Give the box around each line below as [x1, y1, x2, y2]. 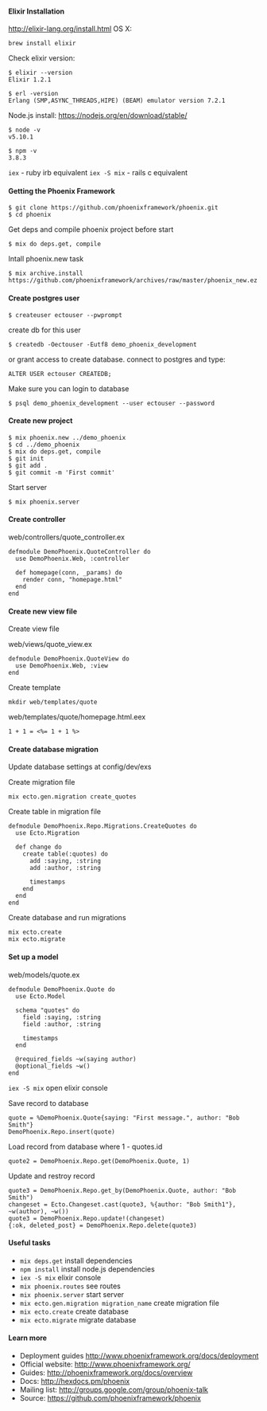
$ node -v [8, 126, 41, 135]
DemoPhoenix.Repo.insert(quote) [8, 1127, 115, 1135]
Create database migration [8, 744, 99, 754]
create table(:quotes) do [22, 850, 109, 858]
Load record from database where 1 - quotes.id [8, 1142, 163, 1151]
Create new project [8, 416, 73, 425]
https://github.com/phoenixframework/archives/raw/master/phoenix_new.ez [8, 276, 258, 284]
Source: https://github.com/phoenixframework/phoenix [19, 1393, 201, 1403]
